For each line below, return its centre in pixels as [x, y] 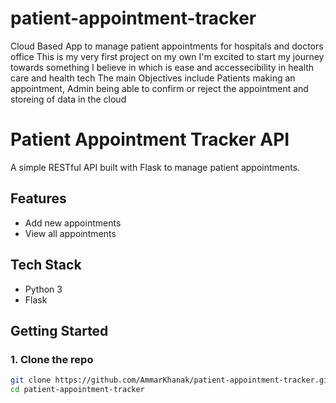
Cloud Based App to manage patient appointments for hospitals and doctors [167, 46]
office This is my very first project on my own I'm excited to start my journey [167, 56]
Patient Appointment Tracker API [150, 139]
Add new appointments [73, 223]
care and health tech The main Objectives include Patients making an [153, 78]
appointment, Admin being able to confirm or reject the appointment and [159, 88]
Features [38, 198]
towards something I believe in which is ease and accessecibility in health [162, 67]
